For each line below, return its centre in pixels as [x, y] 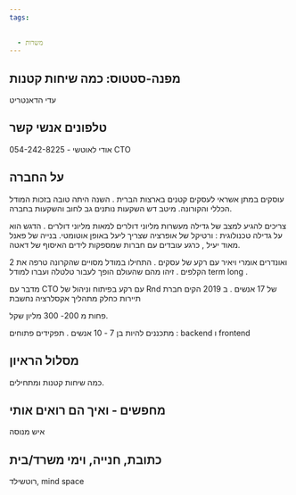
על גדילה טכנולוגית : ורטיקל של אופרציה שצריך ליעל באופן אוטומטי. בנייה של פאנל [146, 235]
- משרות [30, 42]
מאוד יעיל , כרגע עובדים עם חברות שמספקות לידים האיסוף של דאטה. [125, 244]
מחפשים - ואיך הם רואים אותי [88, 410]
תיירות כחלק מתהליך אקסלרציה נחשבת [75, 298]
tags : [19, 17]
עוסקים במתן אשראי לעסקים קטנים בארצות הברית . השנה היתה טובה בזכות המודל [147, 199]
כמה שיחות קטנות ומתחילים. [57, 382]
